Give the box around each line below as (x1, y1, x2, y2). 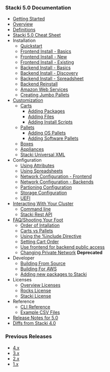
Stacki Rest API (20, 211, 52, 217)
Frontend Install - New (20, 54, 67, 60)
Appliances (20, 146, 44, 152)
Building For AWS (20, 266, 57, 272)
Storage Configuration (20, 190, 67, 196)
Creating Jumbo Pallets (20, 92, 70, 98)
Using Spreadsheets (20, 168, 63, 174)
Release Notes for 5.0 (12, 315, 59, 321)
